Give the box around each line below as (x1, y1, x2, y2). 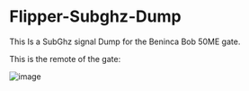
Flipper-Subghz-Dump (9, 6, 182, 27)
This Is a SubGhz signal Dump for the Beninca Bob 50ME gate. (9, 36, 241, 47)
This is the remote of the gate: (9, 53, 121, 64)
